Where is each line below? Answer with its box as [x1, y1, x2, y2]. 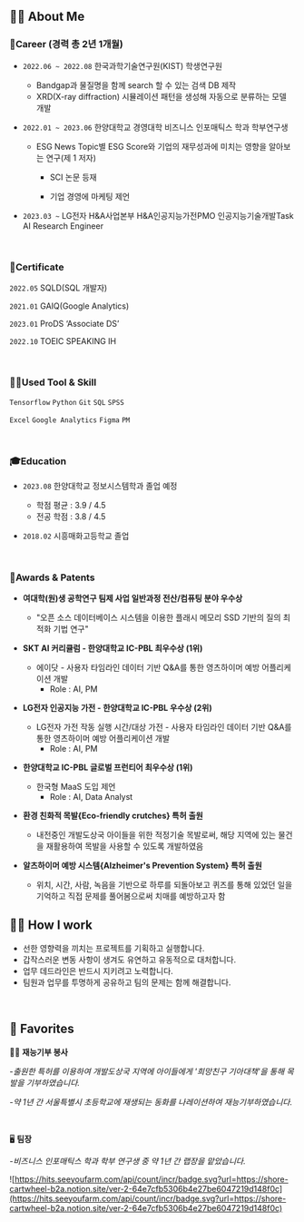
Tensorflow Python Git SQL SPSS [9, 399, 124, 408]
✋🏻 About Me [9, 9, 85, 25]
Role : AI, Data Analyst [49, 791, 133, 802]
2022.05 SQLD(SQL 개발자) [9, 282, 108, 293]
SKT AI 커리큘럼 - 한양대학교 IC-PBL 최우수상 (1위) [22, 642, 203, 654]
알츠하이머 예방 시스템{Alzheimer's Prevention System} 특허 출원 [22, 860, 263, 871]
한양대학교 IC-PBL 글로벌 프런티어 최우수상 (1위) [22, 762, 193, 773]
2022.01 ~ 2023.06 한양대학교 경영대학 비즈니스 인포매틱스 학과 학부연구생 [22, 122, 289, 133]
